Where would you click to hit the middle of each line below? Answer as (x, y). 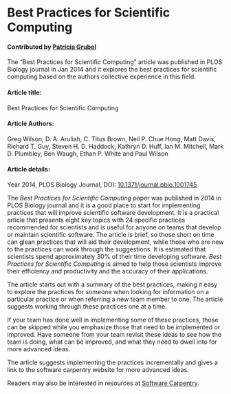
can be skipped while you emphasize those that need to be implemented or (114, 327)
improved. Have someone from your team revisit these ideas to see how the (114, 334)
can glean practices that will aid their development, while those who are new (115, 242)
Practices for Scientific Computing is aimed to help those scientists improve (114, 264)
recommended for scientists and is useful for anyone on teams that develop (114, 227)
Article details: (29, 169)
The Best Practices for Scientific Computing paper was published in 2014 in (114, 198)
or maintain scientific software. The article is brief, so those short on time (111, 235)
